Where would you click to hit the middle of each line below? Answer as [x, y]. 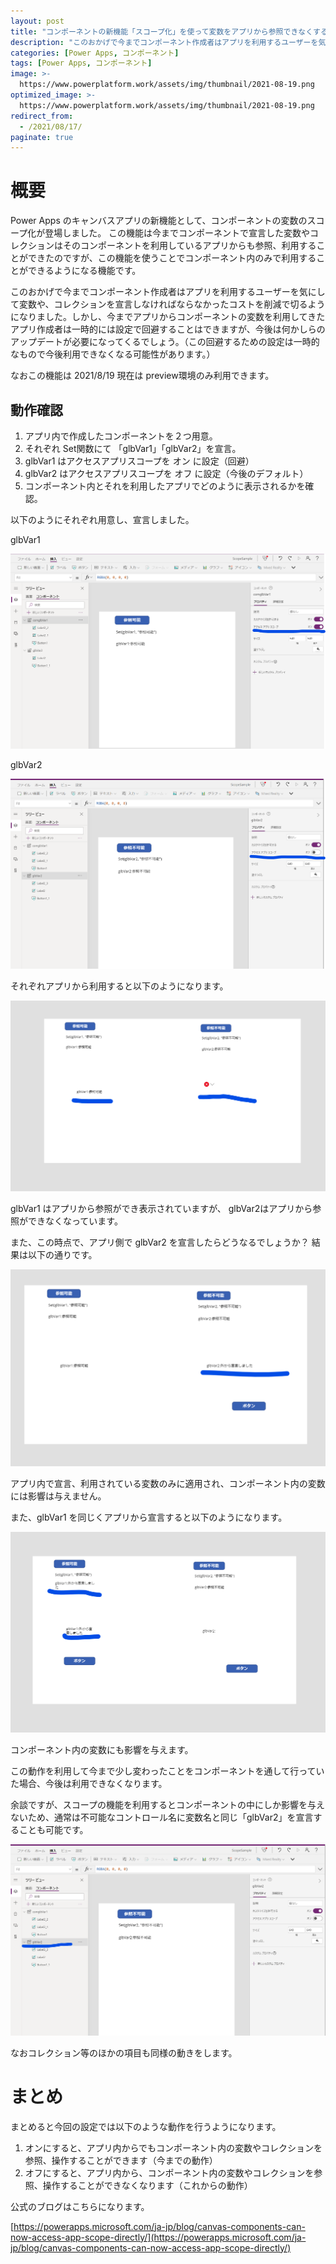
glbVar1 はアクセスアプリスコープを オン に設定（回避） [139, 461]
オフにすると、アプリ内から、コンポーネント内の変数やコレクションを [169, 2172]
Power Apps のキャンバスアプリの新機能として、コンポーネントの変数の [159, 221]
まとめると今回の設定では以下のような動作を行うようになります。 [146, 2126]
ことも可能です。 [53, 1830]
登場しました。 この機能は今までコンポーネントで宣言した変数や [177, 233]
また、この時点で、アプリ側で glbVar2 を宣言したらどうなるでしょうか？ [160, 1242]
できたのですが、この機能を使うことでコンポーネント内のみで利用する [172, 258]
